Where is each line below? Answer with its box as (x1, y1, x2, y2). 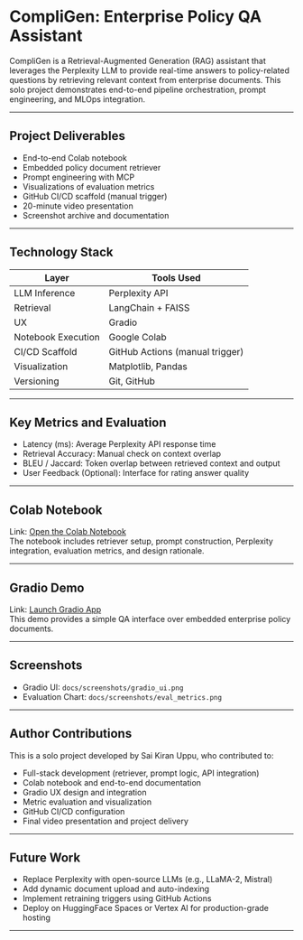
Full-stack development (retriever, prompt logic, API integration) (22, 768, 260, 778)
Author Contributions (9, 726, 133, 741)
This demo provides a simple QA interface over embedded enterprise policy (9, 614, 291, 624)
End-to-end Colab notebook (22, 152, 128, 163)
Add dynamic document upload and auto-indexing (22, 883, 210, 895)
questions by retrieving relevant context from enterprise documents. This (9, 74, 281, 85)
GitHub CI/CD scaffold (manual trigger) (22, 191, 168, 201)
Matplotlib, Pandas (108, 359, 188, 372)
